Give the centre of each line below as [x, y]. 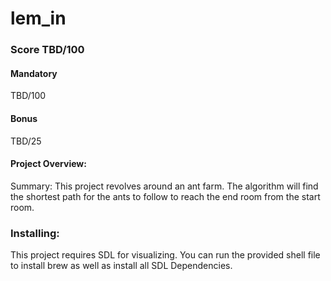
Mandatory [34, 73]
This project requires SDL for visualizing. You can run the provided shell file [165, 255]
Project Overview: [48, 164]
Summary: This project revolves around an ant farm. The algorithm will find [164, 186]
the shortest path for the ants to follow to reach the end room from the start [165, 196]
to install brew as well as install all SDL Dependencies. [121, 266]
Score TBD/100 [47, 50]
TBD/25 [26, 141]
